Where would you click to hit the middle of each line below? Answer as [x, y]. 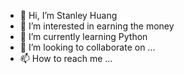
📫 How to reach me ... [66, 58]
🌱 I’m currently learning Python [83, 36]
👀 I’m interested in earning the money [97, 26]
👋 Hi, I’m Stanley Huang [68, 15]
